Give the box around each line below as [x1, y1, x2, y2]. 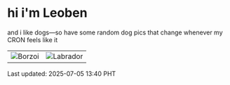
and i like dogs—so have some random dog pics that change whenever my [7, 28, 223, 37]
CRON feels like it [7, 35, 58, 44]
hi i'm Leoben [7, 5, 88, 21]
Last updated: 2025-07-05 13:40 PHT [7, 69, 116, 78]
